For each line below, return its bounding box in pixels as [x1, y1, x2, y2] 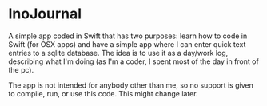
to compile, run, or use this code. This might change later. [8, 88, 198, 98]
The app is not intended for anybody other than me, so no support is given [8, 80, 253, 90]
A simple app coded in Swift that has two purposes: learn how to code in [8, 31, 248, 41]
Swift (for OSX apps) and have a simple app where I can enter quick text [8, 39, 246, 49]
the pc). [8, 65, 34, 74]
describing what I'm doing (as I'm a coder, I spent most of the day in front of [8, 57, 260, 66]
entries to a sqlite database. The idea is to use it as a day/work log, [8, 48, 229, 57]
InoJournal [8, 5, 82, 23]
